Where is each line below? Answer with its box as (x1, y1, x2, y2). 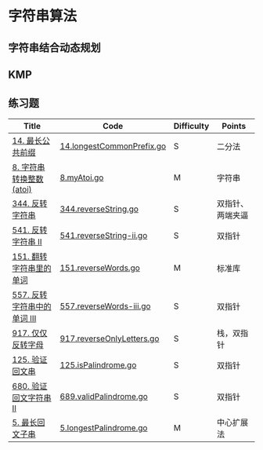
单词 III (12, 313, 37, 324)
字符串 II (12, 236, 42, 247)
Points (222, 120, 247, 131)
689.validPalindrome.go (59, 390, 149, 401)
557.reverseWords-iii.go (59, 300, 151, 311)
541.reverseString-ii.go (59, 229, 148, 240)
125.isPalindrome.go (59, 359, 137, 370)
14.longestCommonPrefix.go (59, 141, 167, 152)
